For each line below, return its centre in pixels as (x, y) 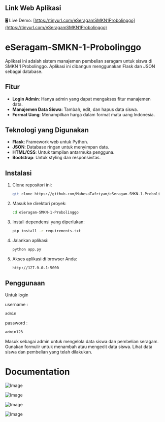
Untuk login (17, 295)
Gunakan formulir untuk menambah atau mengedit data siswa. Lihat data (79, 347)
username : (16, 305)
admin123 (14, 332)
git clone (22, 194)
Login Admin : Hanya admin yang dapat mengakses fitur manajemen (82, 99)
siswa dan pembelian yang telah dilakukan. (49, 352)
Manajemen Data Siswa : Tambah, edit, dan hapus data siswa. (75, 109)
